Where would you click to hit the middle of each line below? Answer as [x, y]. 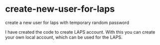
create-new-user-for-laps [60, 9]
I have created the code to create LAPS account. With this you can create [80, 32]
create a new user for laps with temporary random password [67, 22]
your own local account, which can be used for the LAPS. [64, 37]
